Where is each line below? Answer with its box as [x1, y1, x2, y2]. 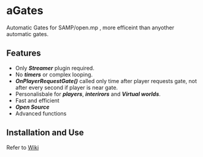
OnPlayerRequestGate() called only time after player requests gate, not [15, 77, 197, 84]
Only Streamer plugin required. [15, 64, 95, 71]
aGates [6, 4, 44, 18]
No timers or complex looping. [15, 71, 93, 78]
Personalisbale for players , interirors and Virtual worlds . [15, 90, 161, 98]
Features [6, 48, 41, 59]
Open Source [15, 103, 50, 111]
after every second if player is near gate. [15, 84, 118, 91]
